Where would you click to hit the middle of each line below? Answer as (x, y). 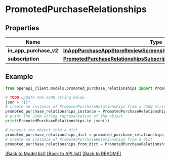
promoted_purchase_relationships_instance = (53, 112)
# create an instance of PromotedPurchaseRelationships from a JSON (79, 107)
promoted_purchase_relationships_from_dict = (54, 144)
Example (19, 77)
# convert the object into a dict (42, 130)
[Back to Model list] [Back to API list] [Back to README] (63, 154)
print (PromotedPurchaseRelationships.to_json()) (57, 121)
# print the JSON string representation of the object (64, 116)
